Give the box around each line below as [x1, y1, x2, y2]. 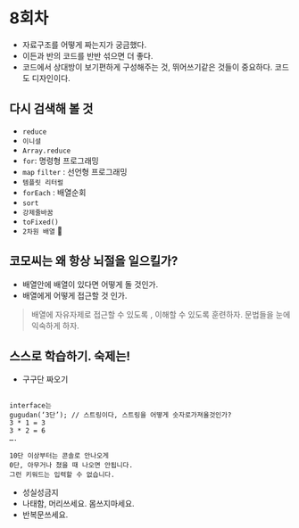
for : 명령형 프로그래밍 [21, 155, 100, 166]
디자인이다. [31, 72, 71, 83]
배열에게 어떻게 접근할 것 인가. [21, 290, 128, 301]
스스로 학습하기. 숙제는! [9, 349, 131, 364]
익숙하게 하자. [30, 320, 80, 331]
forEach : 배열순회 [21, 186, 87, 197]
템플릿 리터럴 [21, 177, 64, 187]
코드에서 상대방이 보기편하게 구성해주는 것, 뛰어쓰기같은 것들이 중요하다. [21, 62, 273, 72]
